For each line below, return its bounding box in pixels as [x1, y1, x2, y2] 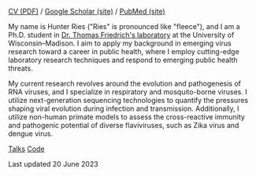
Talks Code [8, 145, 45, 153]
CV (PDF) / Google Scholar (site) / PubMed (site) [8, 7, 165, 16]
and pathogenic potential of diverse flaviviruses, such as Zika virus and [8, 121, 239, 130]
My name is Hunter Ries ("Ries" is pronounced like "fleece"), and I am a [8, 22, 240, 31]
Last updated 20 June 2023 [8, 159, 98, 168]
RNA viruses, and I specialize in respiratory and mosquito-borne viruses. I [8, 87, 247, 97]
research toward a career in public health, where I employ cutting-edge [8, 47, 240, 56]
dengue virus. [8, 129, 54, 138]
